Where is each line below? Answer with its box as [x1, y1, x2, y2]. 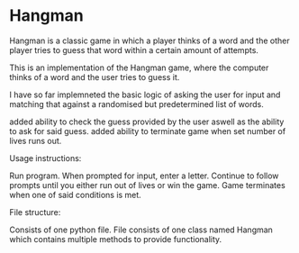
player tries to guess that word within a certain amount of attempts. [9, 44, 259, 55]
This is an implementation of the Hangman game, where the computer [9, 62, 269, 73]
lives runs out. [9, 135, 62, 146]
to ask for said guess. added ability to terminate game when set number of [9, 125, 286, 136]
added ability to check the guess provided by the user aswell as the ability [9, 116, 285, 127]
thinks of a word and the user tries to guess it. [9, 71, 180, 82]
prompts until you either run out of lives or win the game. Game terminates [9, 179, 285, 190]
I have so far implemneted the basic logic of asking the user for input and [9, 89, 281, 100]
